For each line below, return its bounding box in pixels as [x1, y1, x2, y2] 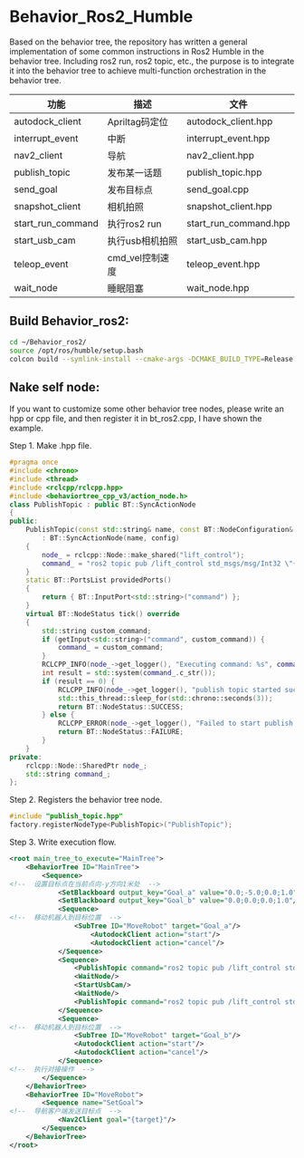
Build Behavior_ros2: [9, 314, 129, 329]
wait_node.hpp [186, 281, 250, 294]
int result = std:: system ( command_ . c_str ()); [42, 669, 217, 678]
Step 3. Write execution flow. [9, 836, 117, 848]
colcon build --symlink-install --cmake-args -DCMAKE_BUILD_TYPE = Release [9, 354, 294, 363]
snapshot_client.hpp [186, 199, 273, 212]
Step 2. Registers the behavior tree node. [9, 795, 163, 806]
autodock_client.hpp [186, 115, 273, 128]
